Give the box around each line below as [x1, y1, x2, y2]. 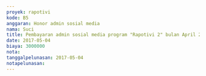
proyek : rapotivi [6, 9, 51, 15]
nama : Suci [6, 26, 34, 32]
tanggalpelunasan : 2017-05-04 [6, 55, 84, 61]
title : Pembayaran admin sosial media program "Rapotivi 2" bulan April [6, 32, 196, 38]
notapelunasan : [6, 60, 45, 66]
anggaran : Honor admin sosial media [6, 20, 100, 26]
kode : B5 [6, 15, 29, 21]
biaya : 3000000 [6, 44, 45, 50]
